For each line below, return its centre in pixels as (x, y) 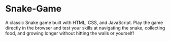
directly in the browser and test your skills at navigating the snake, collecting (85, 27)
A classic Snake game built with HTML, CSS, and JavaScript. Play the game (84, 22)
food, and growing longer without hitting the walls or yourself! (70, 33)
